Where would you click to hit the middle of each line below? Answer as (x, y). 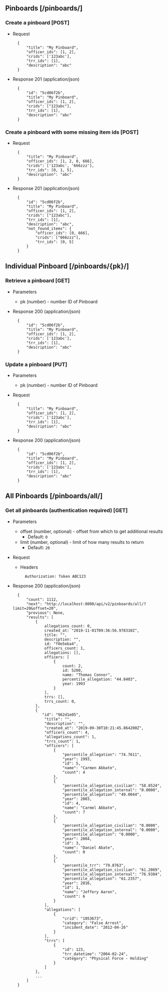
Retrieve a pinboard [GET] (38, 281)
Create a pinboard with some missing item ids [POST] (72, 132)
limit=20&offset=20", (35, 608)
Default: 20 (39, 547)
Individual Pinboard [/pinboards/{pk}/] (67, 266)
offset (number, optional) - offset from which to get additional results (91, 531)
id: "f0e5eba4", (62, 644)
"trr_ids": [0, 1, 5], (50, 170)
